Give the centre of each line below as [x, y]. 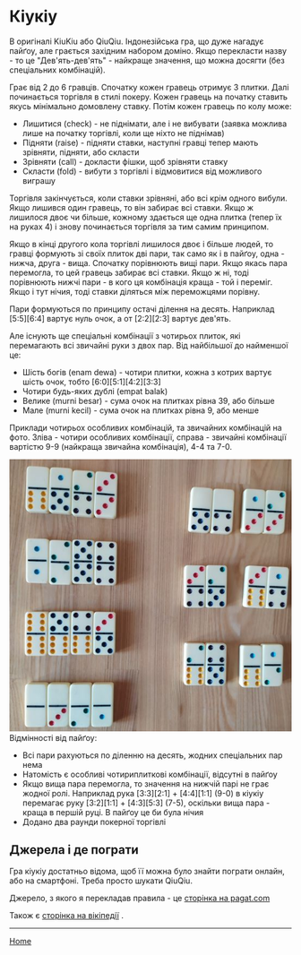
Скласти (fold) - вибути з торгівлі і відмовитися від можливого [142, 171]
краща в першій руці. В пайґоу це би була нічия [113, 812]
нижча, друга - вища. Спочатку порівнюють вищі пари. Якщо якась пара [149, 262]
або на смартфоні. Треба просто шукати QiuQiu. [101, 881]
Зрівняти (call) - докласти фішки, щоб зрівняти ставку [125, 161]
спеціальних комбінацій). [57, 70]
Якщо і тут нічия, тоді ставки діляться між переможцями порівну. [135, 291]
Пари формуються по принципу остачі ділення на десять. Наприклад [142, 309]
